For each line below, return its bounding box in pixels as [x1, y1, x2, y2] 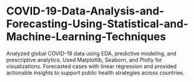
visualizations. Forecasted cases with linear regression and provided [6, 62, 177, 70]
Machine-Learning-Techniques [6, 30, 166, 43]
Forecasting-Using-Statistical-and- [6, 17, 189, 31]
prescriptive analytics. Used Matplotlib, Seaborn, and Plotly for [6, 56, 163, 63]
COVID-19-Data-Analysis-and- [6, 4, 164, 18]
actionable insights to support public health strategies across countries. [6, 69, 185, 76]
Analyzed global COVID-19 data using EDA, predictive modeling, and [6, 49, 176, 57]
